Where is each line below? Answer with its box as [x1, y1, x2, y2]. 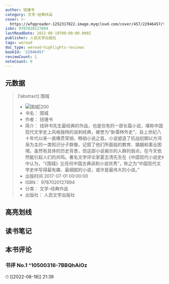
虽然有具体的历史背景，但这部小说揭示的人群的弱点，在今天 [34, 148, 157, 154]
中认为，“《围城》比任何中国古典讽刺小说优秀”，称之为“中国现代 [25, 161, 157, 167]
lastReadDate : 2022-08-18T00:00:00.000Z [5, 31, 92, 36]
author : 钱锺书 [5, 7, 35, 13]
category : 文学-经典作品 [5, 12, 53, 17]
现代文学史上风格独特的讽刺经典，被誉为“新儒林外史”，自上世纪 [25, 129, 157, 135]
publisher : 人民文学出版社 [5, 36, 57, 41]
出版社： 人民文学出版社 [25, 192, 75, 198]
